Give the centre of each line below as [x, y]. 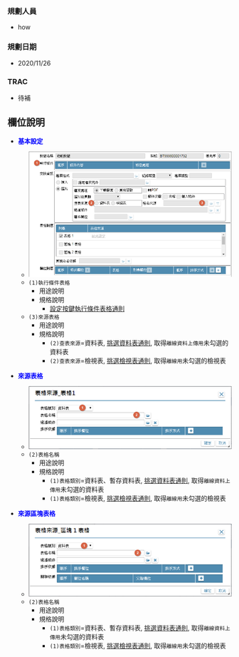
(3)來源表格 [44, 317]
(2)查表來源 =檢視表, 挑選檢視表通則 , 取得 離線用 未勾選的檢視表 [138, 361]
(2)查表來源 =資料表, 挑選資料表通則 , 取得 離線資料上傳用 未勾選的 [139, 343]
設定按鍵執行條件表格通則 [87, 309]
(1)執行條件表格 [49, 283]
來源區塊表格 [36, 514]
